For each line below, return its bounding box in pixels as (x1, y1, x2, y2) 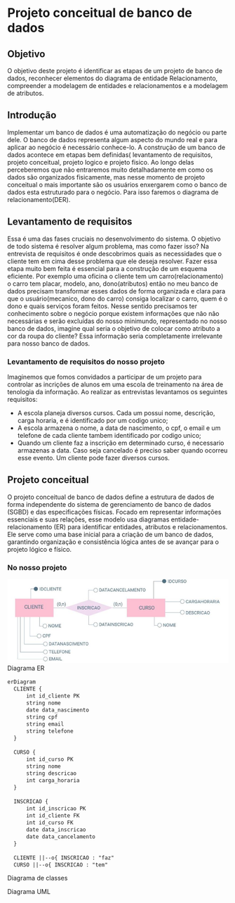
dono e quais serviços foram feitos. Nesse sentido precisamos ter (7, 301, 198, 310)
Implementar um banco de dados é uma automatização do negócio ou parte (7, 128, 227, 137)
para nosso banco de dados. (7, 339, 90, 348)
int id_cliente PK (25, 693, 80, 700)
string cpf (25, 714, 58, 721)
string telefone (25, 728, 74, 735)
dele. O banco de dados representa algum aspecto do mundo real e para (7, 135, 217, 144)
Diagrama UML (7, 888, 51, 896)
